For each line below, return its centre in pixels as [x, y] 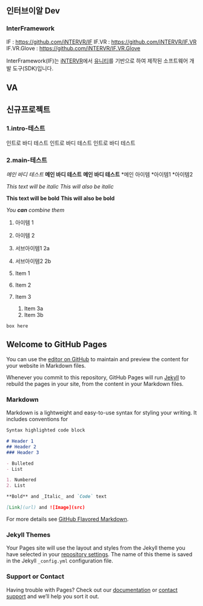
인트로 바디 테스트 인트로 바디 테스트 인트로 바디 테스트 [71, 143]
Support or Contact [35, 576]
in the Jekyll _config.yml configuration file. [60, 561]
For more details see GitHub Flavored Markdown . [68, 519]
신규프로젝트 [28, 110]
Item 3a [34, 308]
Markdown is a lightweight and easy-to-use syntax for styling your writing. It [101, 413]
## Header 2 [21, 447]
